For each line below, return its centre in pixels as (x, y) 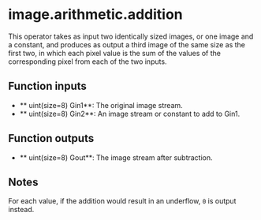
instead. (21, 210)
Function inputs (47, 86)
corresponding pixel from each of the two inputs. (88, 62)
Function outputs (51, 138)
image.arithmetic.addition (95, 15)
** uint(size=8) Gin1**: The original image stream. (101, 105)
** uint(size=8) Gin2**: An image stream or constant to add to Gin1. (130, 114)
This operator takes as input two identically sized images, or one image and (131, 36)
